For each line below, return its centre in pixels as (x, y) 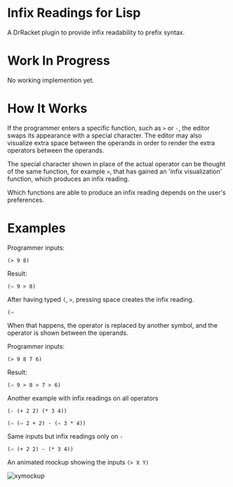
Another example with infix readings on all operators (83, 398)
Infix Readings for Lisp (74, 13)
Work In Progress (59, 61)
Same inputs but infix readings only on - (65, 436)
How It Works (47, 108)
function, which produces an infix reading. (68, 179)
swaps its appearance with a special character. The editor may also (105, 135)
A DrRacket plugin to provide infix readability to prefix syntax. (96, 32)
